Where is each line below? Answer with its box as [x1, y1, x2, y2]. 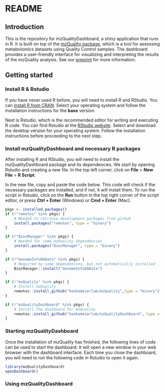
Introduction [5, 23, 44, 31]
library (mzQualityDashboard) [5, 364, 65, 369]
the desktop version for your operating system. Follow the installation [5, 127, 146, 133]
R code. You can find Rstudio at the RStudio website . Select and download [5, 122, 156, 128]
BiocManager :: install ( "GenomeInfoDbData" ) [14, 266, 102, 271]
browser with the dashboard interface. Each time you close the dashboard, [5, 349, 157, 355]
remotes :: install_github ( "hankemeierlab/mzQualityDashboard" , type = [14, 312, 160, 316]
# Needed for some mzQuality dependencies [14, 239, 102, 244]
